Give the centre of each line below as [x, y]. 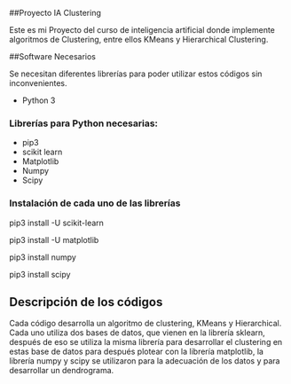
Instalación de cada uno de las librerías [95, 203]
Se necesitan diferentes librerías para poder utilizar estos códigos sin [136, 74]
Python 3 [39, 100]
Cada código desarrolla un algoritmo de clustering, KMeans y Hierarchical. [145, 324]
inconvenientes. [39, 83]
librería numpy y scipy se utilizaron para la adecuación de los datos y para [145, 361]
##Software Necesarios [52, 56]
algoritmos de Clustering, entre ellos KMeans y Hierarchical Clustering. [139, 39]
